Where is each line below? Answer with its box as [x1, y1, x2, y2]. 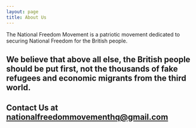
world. [6, 82, 31, 93]
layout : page [6, 8, 39, 15]
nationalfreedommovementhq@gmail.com [6, 112, 169, 123]
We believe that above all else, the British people [6, 54, 191, 65]
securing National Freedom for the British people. [6, 37, 128, 44]
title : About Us [6, 14, 47, 20]
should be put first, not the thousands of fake [6, 63, 178, 74]
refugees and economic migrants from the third [6, 73, 186, 83]
